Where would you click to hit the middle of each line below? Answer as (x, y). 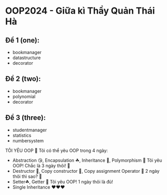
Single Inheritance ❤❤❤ (39, 187)
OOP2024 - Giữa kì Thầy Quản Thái (80, 11)
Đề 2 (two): (23, 79)
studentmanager (29, 130)
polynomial (24, 96)
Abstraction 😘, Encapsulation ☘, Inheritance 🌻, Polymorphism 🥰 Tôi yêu (87, 160)
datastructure (27, 58)
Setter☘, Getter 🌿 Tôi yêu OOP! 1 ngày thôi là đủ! (63, 181)
